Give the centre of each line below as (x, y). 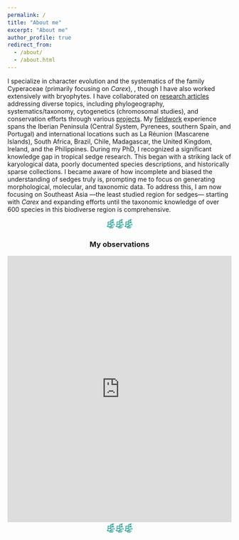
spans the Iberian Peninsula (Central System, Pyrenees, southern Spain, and (119, 126)
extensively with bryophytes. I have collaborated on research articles (108, 96)
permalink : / (27, 15)
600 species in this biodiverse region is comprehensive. (89, 209)
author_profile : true (39, 38)
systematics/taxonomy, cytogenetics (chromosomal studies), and (103, 111)
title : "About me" (34, 22)
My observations (119, 244)
